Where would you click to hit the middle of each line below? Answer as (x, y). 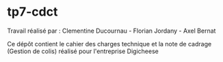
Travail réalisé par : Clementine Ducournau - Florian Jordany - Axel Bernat (112, 31)
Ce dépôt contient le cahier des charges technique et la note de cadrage (109, 44)
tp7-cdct (32, 12)
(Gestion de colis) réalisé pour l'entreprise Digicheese (83, 51)
